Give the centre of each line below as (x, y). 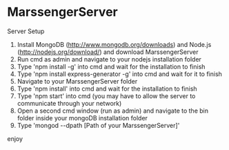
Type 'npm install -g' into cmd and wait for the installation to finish (111, 66)
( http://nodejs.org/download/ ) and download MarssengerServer (108, 52)
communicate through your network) (69, 103)
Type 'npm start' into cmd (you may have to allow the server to (106, 96)
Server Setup (26, 31)
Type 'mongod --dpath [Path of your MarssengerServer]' (98, 125)
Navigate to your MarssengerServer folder (77, 81)
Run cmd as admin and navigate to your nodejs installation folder (109, 59)
